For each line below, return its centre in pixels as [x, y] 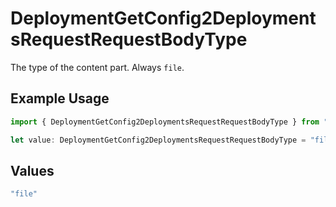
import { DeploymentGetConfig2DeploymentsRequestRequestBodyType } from [165, 122]
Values [32, 170]
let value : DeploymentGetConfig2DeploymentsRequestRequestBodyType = [158, 140]
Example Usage [60, 98]
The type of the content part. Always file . [97, 67]
